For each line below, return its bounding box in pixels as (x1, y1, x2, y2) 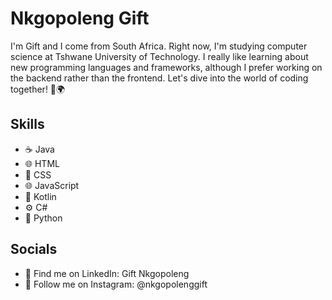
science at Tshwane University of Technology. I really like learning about (10, 50, 309, 62)
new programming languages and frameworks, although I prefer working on (10, 61, 323, 73)
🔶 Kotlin (24, 190, 57, 202)
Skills (10, 116, 45, 133)
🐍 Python (24, 212, 63, 224)
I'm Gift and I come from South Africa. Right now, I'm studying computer (10, 40, 308, 52)
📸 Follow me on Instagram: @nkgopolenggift (24, 278, 208, 290)
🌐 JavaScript (24, 179, 80, 191)
